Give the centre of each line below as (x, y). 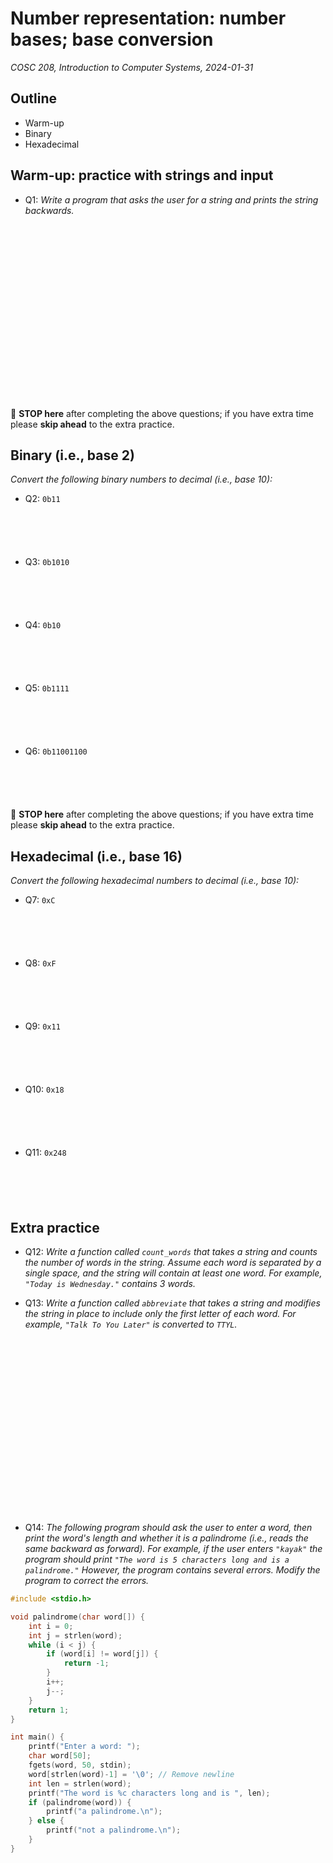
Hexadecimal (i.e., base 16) (96, 856)
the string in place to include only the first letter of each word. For (160, 1313)
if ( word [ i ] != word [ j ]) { (102, 1654)
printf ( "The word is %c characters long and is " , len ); (149, 1793)
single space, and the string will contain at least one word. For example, (173, 1273)
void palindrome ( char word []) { (77, 1617)
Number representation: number (148, 18)
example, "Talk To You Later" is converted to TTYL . (131, 1324)
